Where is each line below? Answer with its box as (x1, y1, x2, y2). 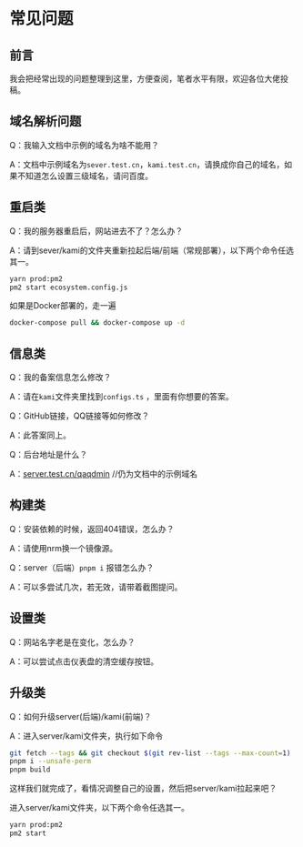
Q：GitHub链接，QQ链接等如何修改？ (9, 410, 150, 421)
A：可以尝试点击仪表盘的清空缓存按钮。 (9, 656, 159, 667)
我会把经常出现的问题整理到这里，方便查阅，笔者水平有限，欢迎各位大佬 (9, 74, 280, 84)
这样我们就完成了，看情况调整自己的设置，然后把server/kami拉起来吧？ (9, 783, 278, 794)
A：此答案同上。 (9, 429, 71, 441)
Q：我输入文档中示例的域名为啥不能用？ (9, 139, 159, 150)
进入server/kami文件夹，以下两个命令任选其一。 (9, 802, 189, 813)
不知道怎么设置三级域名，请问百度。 (16, 170, 153, 181)
